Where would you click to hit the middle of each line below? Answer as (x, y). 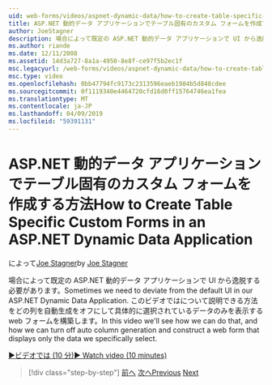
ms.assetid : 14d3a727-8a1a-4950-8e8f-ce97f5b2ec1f (96, 62)
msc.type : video (36, 76)
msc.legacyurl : (34, 69)
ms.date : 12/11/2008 (43, 53)
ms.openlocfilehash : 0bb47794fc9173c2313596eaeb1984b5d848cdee (117, 83)
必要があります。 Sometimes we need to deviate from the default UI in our (131, 290)
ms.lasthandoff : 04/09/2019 (56, 114)
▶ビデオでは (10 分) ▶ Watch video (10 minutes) (88, 355)
